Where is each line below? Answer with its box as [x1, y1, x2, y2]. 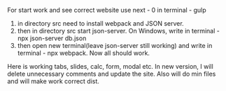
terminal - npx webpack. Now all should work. [17, 49, 150, 57]
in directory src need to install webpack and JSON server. [17, 19, 184, 27]
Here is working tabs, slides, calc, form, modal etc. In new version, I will [7, 63, 213, 70]
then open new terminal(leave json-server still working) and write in [17, 42, 213, 49]
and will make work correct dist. [7, 77, 100, 85]
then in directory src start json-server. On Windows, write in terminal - [17, 27, 220, 35]
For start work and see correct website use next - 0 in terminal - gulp [7, 6, 206, 14]
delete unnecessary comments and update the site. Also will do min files [7, 69, 216, 78]
